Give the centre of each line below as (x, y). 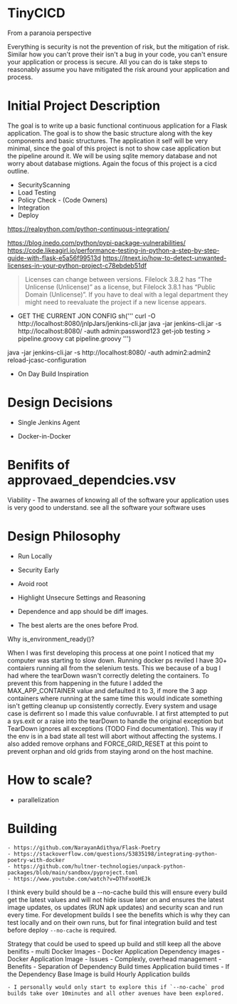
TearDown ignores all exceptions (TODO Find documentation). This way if (115, 728)
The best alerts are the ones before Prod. (78, 625)
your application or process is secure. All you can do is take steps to (107, 61)
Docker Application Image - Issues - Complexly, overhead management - (115, 959)
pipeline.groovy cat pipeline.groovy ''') (74, 338)
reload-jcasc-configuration (47, 360)
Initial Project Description (84, 106)
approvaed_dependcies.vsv (92, 480)
